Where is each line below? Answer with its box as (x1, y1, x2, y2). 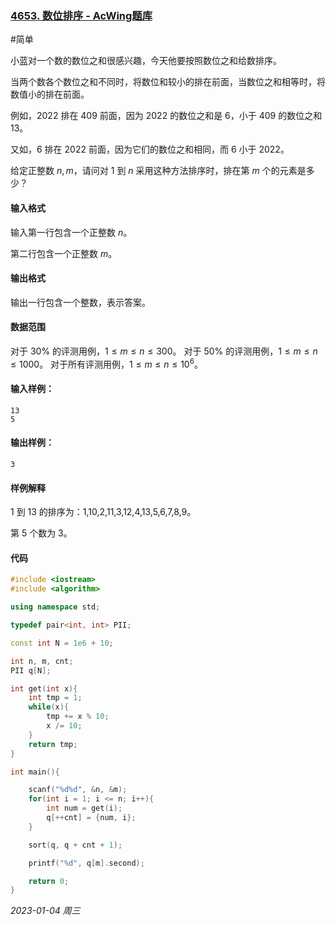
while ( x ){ (28, 702, 70, 712)
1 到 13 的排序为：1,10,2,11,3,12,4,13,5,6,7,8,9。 (10, 506, 197, 518)
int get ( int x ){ (10, 683, 78, 694)
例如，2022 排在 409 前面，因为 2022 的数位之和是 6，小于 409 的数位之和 (10, 110, 323, 122)
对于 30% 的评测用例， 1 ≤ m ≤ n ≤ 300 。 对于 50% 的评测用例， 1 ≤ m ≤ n (10, 345, 318, 357)
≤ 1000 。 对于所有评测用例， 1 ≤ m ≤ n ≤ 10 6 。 (10, 356, 203, 370)
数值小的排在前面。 (10, 88, 90, 101)
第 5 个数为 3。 (10, 527, 73, 539)
